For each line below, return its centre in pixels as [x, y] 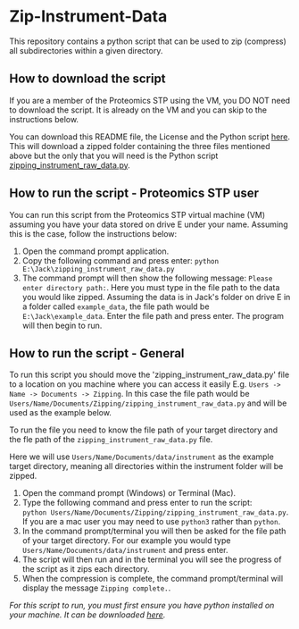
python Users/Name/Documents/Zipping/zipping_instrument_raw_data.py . [155, 512]
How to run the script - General [97, 353]
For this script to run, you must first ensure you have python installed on [142, 606]
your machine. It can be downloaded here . [87, 615]
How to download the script [88, 79]
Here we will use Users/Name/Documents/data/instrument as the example [141, 457]
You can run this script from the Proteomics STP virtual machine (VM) [137, 214]
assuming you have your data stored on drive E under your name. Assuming [149, 224]
